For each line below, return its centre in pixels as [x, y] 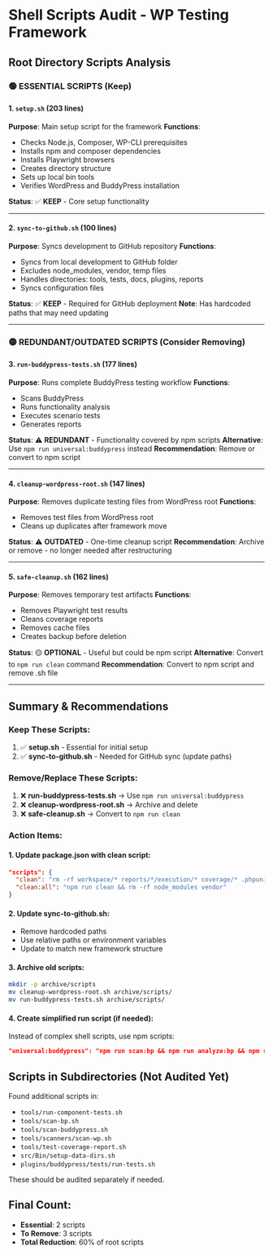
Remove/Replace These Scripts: [73, 778]
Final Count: [40, 1205]
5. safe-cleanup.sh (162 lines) [58, 576]
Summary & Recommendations [89, 706]
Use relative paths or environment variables [93, 940]
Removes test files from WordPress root [87, 518]
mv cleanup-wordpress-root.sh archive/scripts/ [91, 992]
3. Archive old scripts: [47, 967]
